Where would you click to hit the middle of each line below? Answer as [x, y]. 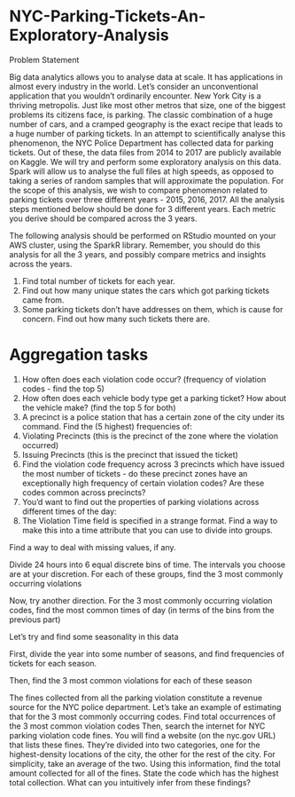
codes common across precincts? [84, 492]
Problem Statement [44, 59]
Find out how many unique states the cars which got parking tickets [146, 290]
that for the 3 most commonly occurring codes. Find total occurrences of [143, 716]
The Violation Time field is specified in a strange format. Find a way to [150, 520]
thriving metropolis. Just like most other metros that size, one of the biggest [147, 105]
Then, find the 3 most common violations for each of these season [131, 680]
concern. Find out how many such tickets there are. [116, 319]
